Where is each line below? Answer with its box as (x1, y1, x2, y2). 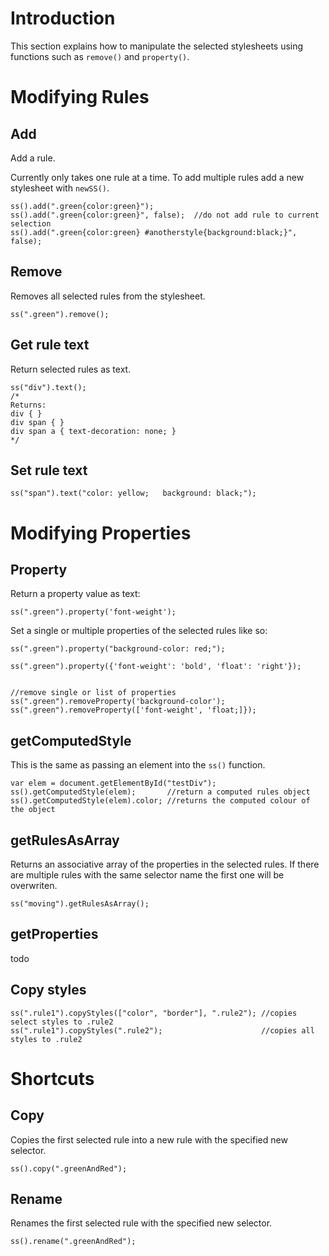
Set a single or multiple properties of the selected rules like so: (10, 625, 268, 637)
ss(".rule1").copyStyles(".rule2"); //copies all (10, 1025, 315, 1036)
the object (10, 805, 56, 815)
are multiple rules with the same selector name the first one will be (10, 869, 285, 881)
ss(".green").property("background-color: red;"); (10, 644, 226, 654)
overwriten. (10, 880, 58, 891)
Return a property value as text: (10, 588, 141, 600)
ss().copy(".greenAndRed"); (10, 1163, 128, 1174)
